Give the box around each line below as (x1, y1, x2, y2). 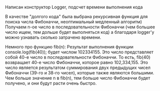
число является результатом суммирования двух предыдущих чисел (5, 65, 151, 70)
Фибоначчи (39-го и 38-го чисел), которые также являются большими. (5, 70, 155, 75)
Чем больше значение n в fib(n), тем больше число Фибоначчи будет (5, 75, 151, 81)
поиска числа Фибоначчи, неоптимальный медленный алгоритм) (5, 19, 142, 24)
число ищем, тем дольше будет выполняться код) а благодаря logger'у (5, 29, 155, 35)
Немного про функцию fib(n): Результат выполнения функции (5, 44, 134, 49)
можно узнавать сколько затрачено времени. (5, 34, 101, 40)
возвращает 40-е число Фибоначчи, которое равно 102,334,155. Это (5, 60, 148, 65)
